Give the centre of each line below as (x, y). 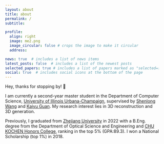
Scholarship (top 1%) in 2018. (34, 137)
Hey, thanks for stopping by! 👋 (35, 86)
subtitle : (15, 23)
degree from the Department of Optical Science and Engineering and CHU (80, 126)
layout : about (20, 10)
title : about (18, 14)
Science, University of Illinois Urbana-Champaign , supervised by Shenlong (80, 101)
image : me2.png (25, 41)
